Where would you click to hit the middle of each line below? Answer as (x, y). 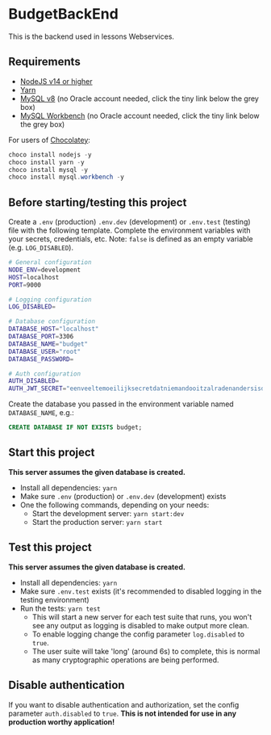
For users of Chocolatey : (50, 140)
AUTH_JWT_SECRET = (38, 388)
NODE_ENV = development (45, 270)
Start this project (52, 453)
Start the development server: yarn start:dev (108, 513)
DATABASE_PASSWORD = (41, 359)
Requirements (44, 62)
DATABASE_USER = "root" (45, 351)
